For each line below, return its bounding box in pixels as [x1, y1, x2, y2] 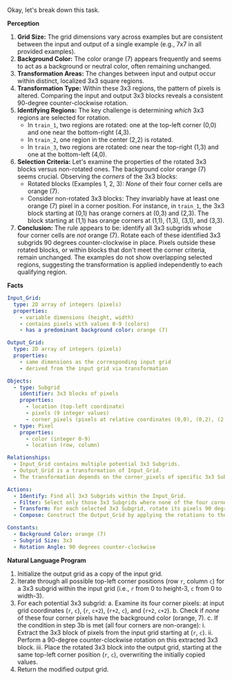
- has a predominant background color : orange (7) [19, 327, 168, 334]
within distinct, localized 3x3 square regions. [17, 77, 145, 85]
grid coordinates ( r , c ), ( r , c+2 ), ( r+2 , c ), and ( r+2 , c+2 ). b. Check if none [17, 606, 220, 614]
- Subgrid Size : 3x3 [13, 537, 72, 544]
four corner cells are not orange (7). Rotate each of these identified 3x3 [17, 231, 221, 239]
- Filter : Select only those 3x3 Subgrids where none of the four [13, 499, 209, 506]
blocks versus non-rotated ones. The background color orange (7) [17, 165, 206, 173]
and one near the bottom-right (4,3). [27, 128, 131, 136]
